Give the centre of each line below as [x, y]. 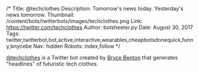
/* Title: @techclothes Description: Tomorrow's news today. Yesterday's [95, 9]
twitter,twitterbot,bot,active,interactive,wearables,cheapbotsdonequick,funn [100, 40]
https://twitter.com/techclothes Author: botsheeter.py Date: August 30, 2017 [99, 27]
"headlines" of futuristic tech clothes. [52, 64]
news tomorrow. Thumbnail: [40, 15]
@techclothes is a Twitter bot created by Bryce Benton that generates [92, 58]
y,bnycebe [19, 46]
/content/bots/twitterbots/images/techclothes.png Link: [74, 21]
